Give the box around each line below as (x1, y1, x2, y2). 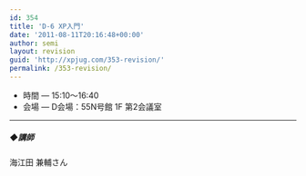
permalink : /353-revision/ (9, 64, 112, 73)
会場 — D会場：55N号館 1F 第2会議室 (22, 101, 162, 112)
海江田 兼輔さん (9, 156, 68, 168)
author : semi (9, 38, 59, 48)
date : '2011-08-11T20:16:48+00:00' (9, 30, 145, 39)
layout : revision (9, 47, 76, 56)
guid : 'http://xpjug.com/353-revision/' (9, 55, 166, 64)
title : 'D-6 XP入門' (9, 22, 85, 31)
